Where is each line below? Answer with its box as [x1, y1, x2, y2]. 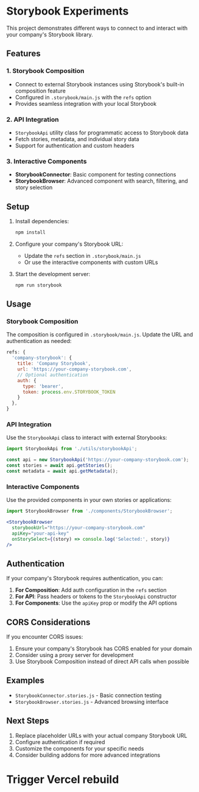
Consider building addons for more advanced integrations [15, 751, 161, 759]
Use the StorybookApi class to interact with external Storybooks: [6, 434, 167, 442]
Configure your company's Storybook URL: [15, 240, 124, 248]
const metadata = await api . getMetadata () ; [6, 468, 119, 474]
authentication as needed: [6, 338, 72, 345]
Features [6, 49, 41, 59]
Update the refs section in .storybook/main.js [24, 252, 141, 259]
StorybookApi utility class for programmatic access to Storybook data [15, 129, 189, 136]
